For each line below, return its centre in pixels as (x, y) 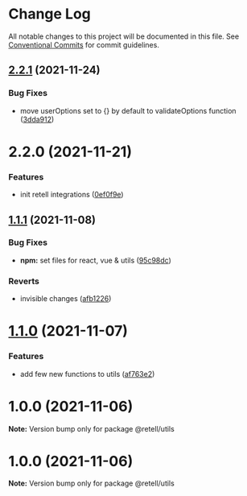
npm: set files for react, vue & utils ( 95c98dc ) (95, 260)
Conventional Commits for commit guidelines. (84, 44)
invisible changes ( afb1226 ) (66, 299)
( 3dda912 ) (37, 119)
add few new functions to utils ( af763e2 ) (87, 374)
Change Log (49, 14)
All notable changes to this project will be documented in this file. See (124, 36)
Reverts (24, 281)
